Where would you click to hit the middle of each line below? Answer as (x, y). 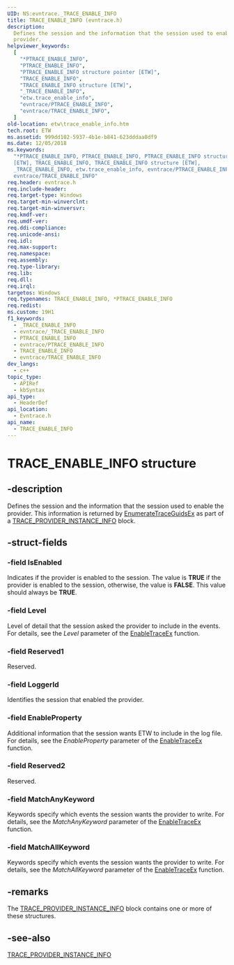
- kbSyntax (29, 390)
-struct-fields (37, 543)
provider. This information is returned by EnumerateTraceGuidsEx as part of (116, 513)
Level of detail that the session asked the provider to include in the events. (114, 626)
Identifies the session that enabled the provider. (76, 700)
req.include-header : (37, 189)
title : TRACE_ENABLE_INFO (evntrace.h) (65, 20)
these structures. (32, 916)
